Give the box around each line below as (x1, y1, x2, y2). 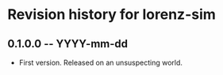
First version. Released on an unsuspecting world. (18, 58, 183, 67)
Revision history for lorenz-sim (7, 6, 216, 24)
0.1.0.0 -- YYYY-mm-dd (7, 37, 129, 51)
